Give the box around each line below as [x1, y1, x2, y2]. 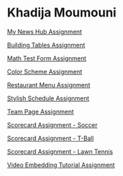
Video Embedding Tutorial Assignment [7, 160, 115, 169]
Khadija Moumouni [7, 5, 117, 21]
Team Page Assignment [7, 107, 74, 115]
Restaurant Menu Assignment [7, 80, 91, 89]
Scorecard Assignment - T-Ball [7, 134, 94, 142]
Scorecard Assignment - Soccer [7, 120, 98, 129]
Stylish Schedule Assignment [7, 94, 90, 102]
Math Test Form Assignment [7, 54, 87, 63]
